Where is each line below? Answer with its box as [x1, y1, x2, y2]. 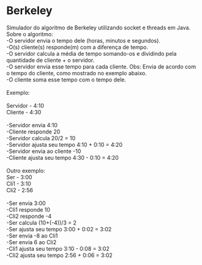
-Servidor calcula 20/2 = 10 [6, 134, 75, 141]
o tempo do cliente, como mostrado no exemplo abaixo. [6, 69, 147, 77]
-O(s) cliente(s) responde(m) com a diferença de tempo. [6, 43, 149, 51]
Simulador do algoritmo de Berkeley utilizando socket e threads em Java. [6, 24, 191, 31]
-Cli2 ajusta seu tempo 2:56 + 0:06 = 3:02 [6, 252, 113, 259]
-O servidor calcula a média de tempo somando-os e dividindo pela [6, 50, 177, 57]
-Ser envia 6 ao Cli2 [6, 238, 57, 245]
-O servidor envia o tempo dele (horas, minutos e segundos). [6, 37, 161, 44]
